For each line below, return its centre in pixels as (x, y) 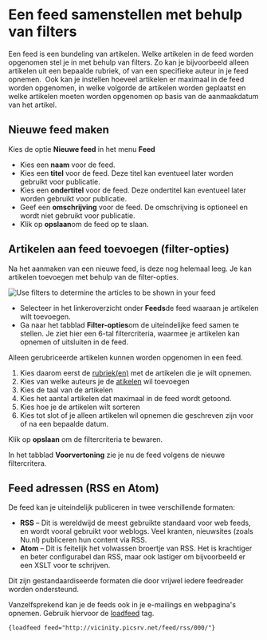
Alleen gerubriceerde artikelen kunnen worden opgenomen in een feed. (126, 357)
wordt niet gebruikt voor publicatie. (77, 215)
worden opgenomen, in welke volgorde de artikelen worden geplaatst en (127, 87)
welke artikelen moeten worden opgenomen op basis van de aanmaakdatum (133, 96)
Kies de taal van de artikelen (66, 390)
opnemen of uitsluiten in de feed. (74, 342)
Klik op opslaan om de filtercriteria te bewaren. (86, 439)
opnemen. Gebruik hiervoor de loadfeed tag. (81, 614)
